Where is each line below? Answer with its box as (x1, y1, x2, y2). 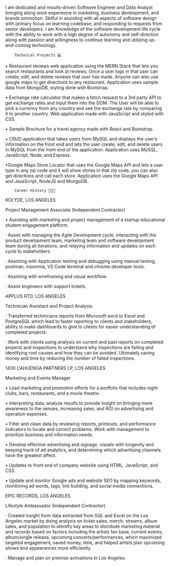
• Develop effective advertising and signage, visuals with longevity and (5, 442, 154, 447)
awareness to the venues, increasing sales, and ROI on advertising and (5, 406, 154, 412)
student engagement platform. (5, 222, 69, 228)
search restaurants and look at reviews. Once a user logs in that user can (5, 68, 158, 74)
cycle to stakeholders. (5, 248, 52, 254)
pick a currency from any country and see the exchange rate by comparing (5, 105, 162, 111)
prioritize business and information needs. (5, 432, 94, 438)
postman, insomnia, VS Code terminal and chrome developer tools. (5, 263, 146, 269)
